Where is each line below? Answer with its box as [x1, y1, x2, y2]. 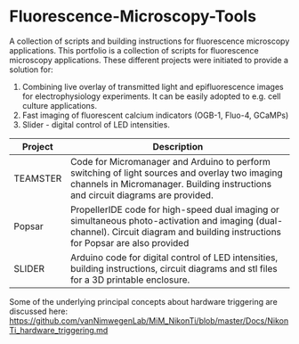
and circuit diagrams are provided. [69, 189, 214, 201]
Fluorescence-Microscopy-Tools [9, 6, 256, 27]
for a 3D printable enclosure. [69, 274, 190, 286]
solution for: [9, 64, 53, 75]
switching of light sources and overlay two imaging [69, 167, 283, 179]
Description [152, 140, 204, 152]
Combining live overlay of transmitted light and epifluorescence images [21, 81, 284, 92]
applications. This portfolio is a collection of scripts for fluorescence [9, 45, 260, 55]
